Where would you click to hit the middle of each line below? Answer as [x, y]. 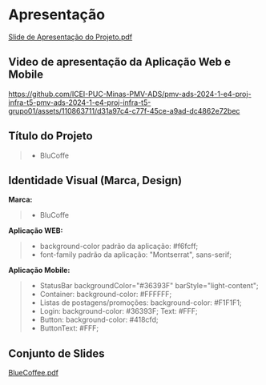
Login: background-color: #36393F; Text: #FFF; [119, 311]
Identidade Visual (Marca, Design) [95, 180]
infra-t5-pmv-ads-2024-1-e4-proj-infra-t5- [80, 102]
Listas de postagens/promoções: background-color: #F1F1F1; [141, 303]
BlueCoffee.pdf [33, 373]
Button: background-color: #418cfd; [99, 320]
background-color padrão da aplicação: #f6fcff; [119, 247]
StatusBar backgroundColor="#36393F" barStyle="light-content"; [149, 286]
